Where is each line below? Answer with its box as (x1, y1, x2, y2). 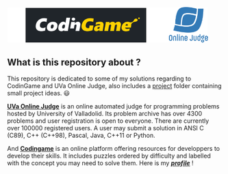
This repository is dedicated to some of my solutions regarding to (7, 74, 192, 83)
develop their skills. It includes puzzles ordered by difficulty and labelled (7, 151, 211, 160)
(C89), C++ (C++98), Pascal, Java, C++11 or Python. (7, 131, 155, 140)
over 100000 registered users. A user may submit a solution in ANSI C (7, 124, 204, 132)
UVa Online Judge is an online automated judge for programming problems (7, 102, 220, 111)
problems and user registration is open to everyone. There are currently (7, 117, 210, 125)
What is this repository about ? (7, 57, 142, 68)
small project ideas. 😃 (7, 89, 71, 98)
